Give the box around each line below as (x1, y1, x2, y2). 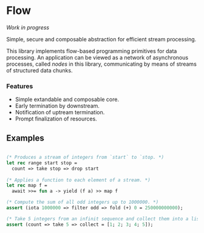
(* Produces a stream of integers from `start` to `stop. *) (6, 155, 165, 161)
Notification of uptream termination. (15, 109, 105, 116)
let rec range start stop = (6, 159, 78, 166)
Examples (6, 133, 44, 143)
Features (6, 82, 33, 90)
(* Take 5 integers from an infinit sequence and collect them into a (6, 215, 189, 222)
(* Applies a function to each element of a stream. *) (6, 177, 151, 183)
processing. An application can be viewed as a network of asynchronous (6, 54, 189, 61)
